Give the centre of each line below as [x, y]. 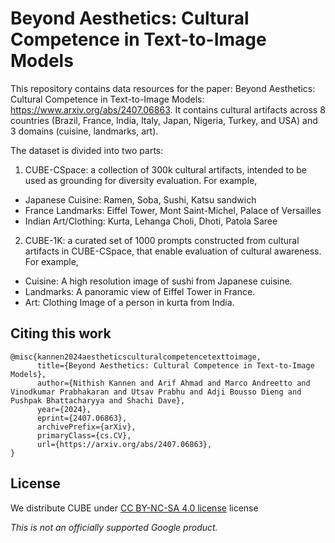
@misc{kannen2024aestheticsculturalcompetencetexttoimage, [136, 357]
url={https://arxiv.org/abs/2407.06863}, [124, 444]
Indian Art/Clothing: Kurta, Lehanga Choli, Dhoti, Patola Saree [151, 221]
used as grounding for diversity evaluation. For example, [141, 180]
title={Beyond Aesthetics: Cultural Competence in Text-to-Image [175, 365]
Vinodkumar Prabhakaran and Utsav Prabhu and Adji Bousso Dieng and [156, 392]
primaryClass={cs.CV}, [84, 435]
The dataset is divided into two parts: [87, 150]
